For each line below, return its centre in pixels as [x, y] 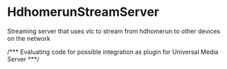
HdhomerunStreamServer [83, 12]
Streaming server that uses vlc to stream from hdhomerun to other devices [114, 31]
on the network [29, 38]
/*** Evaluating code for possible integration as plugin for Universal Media [113, 52]
